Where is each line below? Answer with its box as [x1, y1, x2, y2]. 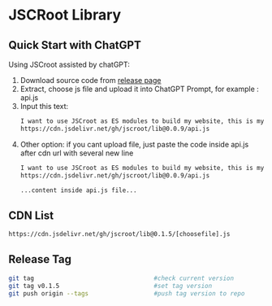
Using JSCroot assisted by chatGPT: [8, 59, 130, 69]
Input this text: [19, 102, 69, 111]
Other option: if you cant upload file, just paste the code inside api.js [19, 139, 249, 149]
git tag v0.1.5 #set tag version [8, 282, 213, 290]
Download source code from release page [19, 76, 162, 85]
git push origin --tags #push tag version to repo [8, 289, 245, 298]
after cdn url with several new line [19, 148, 134, 158]
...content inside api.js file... [19, 186, 137, 195]
